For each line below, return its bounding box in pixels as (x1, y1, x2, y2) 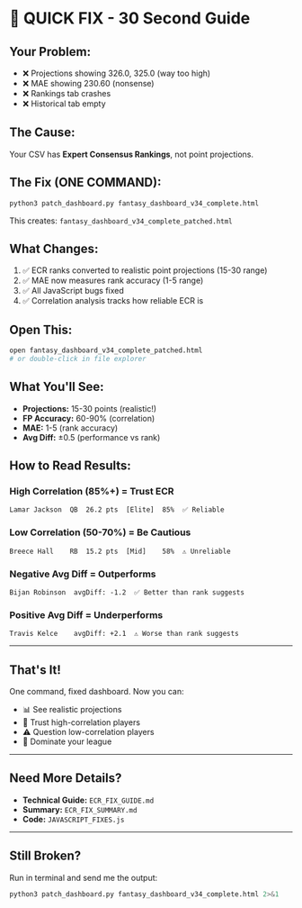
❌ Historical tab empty (22, 98, 106, 109)
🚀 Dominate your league (22, 736, 112, 747)
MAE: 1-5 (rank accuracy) (22, 422, 119, 433)
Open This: (9, 322, 73, 337)
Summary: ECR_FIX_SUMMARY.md (22, 804, 138, 814)
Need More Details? (9, 770, 122, 786)
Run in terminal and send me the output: (9, 872, 158, 883)
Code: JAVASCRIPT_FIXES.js (22, 813, 125, 824)
